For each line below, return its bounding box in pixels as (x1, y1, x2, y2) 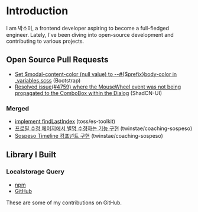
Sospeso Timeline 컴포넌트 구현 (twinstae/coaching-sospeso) (14, 132, 164, 140)
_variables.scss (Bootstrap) (14, 77, 81, 84)
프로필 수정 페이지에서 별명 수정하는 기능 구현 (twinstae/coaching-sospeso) (14, 125, 193, 132)
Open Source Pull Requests (6, 55, 109, 65)
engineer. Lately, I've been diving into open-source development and (6, 31, 174, 38)
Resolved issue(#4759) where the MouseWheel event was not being (14, 83, 181, 90)
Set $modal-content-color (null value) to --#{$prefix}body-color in (14, 70, 177, 78)
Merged (6, 104, 30, 112)
